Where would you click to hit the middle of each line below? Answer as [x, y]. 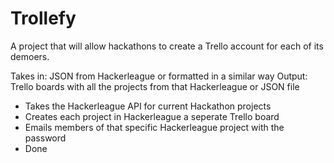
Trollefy [43, 18]
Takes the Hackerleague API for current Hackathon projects [148, 106]
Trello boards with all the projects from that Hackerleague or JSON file [155, 86]
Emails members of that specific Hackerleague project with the [154, 127]
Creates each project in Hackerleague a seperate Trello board [152, 116]
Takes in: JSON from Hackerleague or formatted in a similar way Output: [159, 76]
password [45, 138]
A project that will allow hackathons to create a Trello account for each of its [167, 46]
